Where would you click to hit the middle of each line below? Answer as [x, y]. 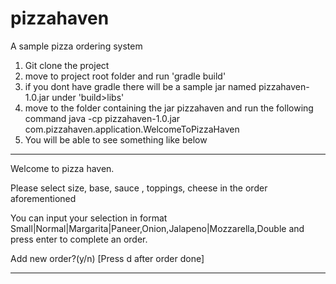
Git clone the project [67, 65]
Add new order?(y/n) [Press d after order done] [107, 258]
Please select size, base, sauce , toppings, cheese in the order [139, 188]
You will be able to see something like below [116, 139]
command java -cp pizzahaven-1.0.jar [102, 118]
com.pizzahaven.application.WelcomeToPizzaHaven [132, 129]
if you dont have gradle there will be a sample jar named [140, 86]
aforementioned [43, 198]
